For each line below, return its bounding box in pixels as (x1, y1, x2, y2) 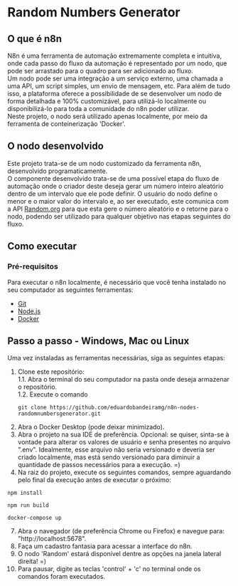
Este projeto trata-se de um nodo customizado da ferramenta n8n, (7, 159, 202, 167)
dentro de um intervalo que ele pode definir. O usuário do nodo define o (7, 189, 218, 198)
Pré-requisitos (7, 261, 58, 271)
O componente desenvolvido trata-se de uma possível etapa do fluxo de (7, 174, 220, 182)
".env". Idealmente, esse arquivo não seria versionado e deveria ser (17, 446, 215, 454)
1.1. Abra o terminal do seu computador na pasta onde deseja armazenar (17, 375, 229, 384)
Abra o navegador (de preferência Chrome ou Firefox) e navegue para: (17, 527, 225, 535)
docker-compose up (7, 514, 62, 522)
